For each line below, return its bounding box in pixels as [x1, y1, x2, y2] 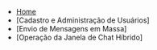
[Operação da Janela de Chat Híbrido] [15, 32, 143, 42]
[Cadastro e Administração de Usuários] [15, 15, 151, 25]
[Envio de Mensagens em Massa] [15, 24, 127, 33]
